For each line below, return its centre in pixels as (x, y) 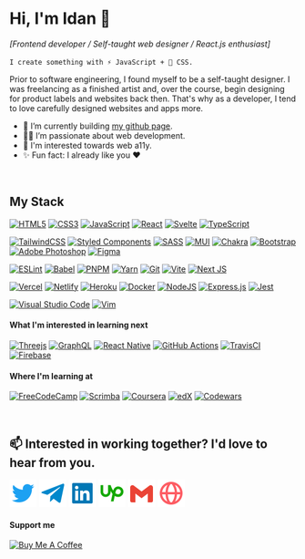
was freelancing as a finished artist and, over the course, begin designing (147, 88)
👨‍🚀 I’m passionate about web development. (104, 135)
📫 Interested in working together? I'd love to (139, 444)
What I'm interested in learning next (79, 325)
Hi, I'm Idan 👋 (60, 19)
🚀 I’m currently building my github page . (97, 126)
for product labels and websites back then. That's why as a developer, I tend (153, 98)
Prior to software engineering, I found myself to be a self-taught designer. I (150, 79)
